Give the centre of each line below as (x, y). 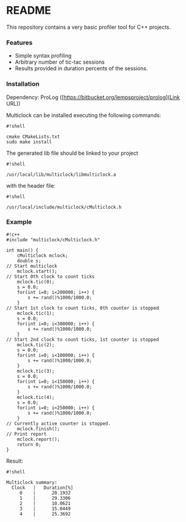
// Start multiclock (32, 266)
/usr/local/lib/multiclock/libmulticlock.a (61, 175)
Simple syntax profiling (43, 56)
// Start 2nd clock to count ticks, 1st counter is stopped (83, 340)
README (29, 10)
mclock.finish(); (39, 429)
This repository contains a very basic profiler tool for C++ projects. (89, 27)
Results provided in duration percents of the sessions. (81, 68)
